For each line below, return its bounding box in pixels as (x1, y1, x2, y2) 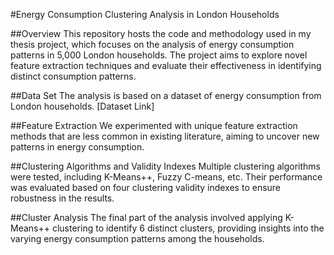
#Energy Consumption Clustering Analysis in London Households (10, 9, 280, 20)
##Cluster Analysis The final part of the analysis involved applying (10, 212, 283, 223)
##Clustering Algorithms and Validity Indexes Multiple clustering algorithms (10, 160, 321, 172)
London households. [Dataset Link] (10, 100, 155, 112)
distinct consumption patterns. (10, 70, 137, 82)
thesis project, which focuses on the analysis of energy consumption (10, 39, 295, 50)
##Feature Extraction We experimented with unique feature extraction (10, 120, 298, 131)
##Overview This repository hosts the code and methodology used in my (10, 28, 312, 39)
